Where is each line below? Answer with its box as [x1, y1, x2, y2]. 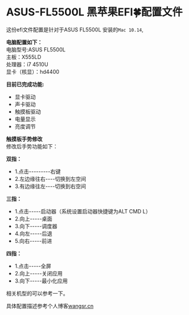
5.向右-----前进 [14, 237, 52, 244]
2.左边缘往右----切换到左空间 [14, 175, 87, 182]
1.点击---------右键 [14, 168, 61, 175]
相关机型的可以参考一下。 [6, 290, 69, 297]
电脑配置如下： [6, 38, 43, 46]
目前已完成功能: [6, 80, 44, 87]
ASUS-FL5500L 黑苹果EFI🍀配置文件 [6, 5, 183, 19]
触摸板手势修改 [6, 135, 43, 142]
